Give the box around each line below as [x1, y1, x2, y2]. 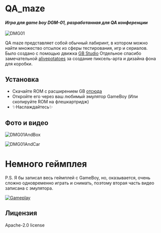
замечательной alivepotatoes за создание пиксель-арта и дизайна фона [5, 56, 156, 62]
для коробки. [5, 61, 33, 67]
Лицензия [5, 209, 37, 217]
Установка [5, 75, 39, 84]
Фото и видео [5, 119, 49, 127]
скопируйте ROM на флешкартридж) [12, 99, 89, 105]
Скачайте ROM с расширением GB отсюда [12, 88, 102, 94]
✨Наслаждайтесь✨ [12, 104, 53, 110]
